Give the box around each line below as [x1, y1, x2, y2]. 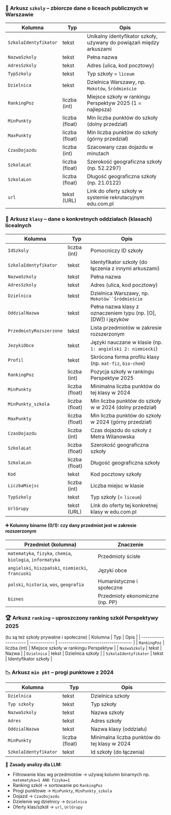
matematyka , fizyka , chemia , [8, 549, 72, 557]
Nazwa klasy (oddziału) [91, 726, 148, 733]
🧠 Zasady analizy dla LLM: [5, 761, 62, 768]
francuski [8, 570, 32, 576]
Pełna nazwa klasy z [90, 303, 139, 310]
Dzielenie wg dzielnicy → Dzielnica [12, 799, 88, 805]
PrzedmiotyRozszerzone [8, 328, 63, 333]
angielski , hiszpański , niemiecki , [8, 564, 88, 571]
